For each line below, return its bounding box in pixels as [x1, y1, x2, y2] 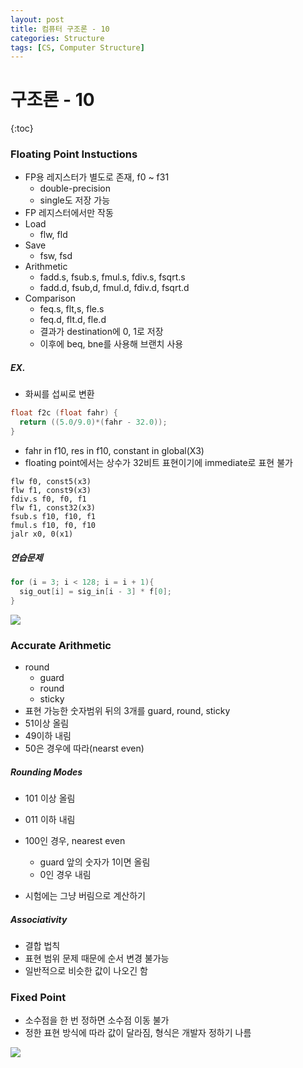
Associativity [10, 913, 68, 925]
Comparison [24, 292, 77, 305]
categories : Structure [10, 33, 105, 43]
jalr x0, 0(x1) [10, 529, 74, 540]
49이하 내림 [24, 729, 72, 741]
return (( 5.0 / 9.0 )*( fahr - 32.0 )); [19, 417, 168, 428]
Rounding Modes [10, 766, 83, 778]
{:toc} [10, 122, 34, 135]
